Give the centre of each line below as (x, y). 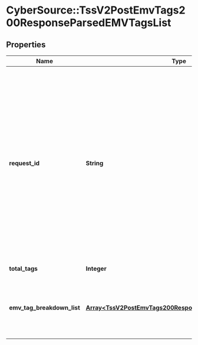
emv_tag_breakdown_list (45, 308)
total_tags (24, 269)
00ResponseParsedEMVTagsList (89, 23)
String (95, 163)
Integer (96, 269)
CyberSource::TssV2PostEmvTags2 (96, 10)
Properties (26, 45)
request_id (24, 163)
